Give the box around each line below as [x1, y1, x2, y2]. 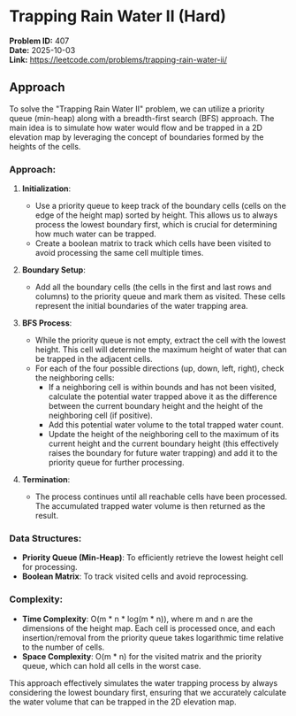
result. [34, 511, 59, 521]
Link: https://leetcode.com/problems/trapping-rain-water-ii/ [9, 54, 228, 65]
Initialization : [21, 183, 72, 194]
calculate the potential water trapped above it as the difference [48, 391, 277, 402]
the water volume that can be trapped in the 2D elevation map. [9, 697, 237, 707]
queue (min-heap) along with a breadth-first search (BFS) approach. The [9, 112, 275, 123]
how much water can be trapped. [34, 228, 156, 240]
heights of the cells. [9, 141, 81, 151]
